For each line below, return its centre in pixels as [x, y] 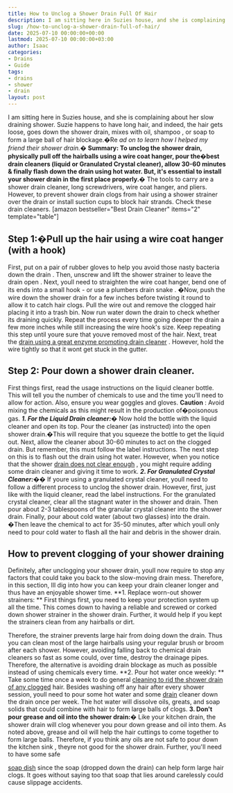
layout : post [27, 98]
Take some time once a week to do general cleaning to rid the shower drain [115, 680]
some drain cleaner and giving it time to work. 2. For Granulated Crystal [112, 471]
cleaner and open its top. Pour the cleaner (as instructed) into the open [109, 426]
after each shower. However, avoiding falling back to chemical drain [105, 650]
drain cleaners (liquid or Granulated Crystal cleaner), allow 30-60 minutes [117, 164]
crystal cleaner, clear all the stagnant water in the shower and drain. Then [113, 502]
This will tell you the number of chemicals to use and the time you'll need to [116, 395]
